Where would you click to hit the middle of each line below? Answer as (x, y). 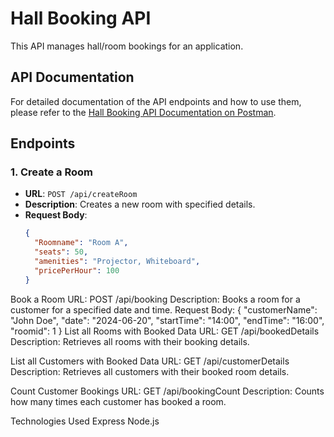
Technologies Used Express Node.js (85, 421)
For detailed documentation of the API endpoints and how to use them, (156, 101)
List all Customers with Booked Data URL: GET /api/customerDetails (150, 361)
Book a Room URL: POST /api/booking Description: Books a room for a (155, 299)
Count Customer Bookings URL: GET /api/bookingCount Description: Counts (167, 391)
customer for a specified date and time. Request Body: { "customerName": (164, 309)
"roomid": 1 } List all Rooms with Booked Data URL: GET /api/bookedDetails (165, 331)
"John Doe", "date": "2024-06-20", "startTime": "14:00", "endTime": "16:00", (167, 320)
